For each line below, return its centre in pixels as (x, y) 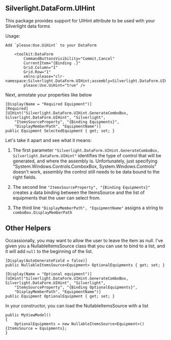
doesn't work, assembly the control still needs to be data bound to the (86, 172)
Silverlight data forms (28, 26)
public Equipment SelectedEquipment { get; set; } (60, 131)
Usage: (13, 36)
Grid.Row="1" (37, 72)
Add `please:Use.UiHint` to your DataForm (51, 45)
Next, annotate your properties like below (49, 95)
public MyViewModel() (28, 315)
